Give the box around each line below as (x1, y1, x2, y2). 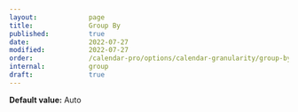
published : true (9, 29, 105, 38)
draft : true (9, 71, 105, 79)
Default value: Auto (9, 94, 82, 105)
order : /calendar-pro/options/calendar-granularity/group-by (9, 54, 292, 63)
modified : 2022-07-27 (9, 46, 129, 55)
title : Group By (9, 21, 122, 30)
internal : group (9, 63, 109, 71)
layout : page (9, 12, 105, 22)
